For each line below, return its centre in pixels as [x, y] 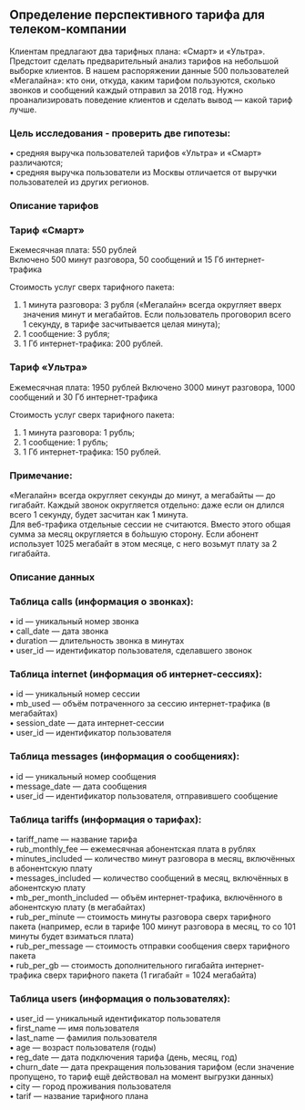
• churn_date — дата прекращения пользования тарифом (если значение [152, 1067]
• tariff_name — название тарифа [74, 840]
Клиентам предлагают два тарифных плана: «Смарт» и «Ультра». [137, 51]
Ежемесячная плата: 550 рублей [73, 250]
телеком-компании [68, 30]
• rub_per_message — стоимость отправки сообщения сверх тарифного [150, 946]
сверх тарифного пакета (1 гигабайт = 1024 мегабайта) [151, 975]
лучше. [23, 110]
